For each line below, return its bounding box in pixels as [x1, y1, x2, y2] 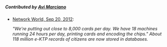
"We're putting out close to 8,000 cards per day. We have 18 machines [12, 25, 158, 31]
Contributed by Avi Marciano [5, 4, 67, 10]
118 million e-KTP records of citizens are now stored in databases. [12, 36, 148, 42]
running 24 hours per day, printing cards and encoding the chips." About [12, 31, 162, 37]
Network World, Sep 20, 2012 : [12, 16, 75, 22]
